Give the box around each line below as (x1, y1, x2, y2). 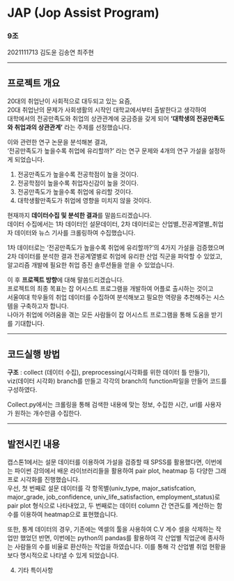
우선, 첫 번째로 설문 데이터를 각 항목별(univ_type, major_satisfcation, (7, 483, 196, 492)
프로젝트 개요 (7, 77, 61, 89)
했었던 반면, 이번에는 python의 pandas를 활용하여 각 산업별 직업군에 (19, 534, 207, 542)
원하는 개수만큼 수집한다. (14, 409, 82, 418)
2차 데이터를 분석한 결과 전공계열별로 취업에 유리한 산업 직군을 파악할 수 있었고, (7, 252, 223, 261)
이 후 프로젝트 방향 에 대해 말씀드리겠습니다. (7, 276, 124, 284)
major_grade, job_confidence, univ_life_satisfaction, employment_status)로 (7, 492, 221, 501)
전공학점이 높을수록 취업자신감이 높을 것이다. (17, 179, 139, 188)
